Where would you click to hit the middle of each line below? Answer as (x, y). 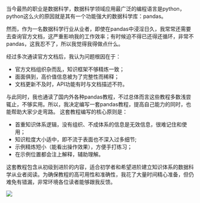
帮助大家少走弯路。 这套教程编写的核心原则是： (69, 112)
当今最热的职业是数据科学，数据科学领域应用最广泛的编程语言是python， (96, 9)
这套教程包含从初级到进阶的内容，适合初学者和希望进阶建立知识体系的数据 (97, 167)
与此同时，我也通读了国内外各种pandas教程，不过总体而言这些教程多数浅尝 (99, 97)
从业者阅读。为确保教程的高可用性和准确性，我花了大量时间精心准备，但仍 (102, 174)
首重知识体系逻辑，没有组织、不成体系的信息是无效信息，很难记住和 (98, 124)
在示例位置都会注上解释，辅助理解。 (59, 154)
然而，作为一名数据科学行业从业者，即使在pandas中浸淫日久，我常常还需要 (99, 29)
